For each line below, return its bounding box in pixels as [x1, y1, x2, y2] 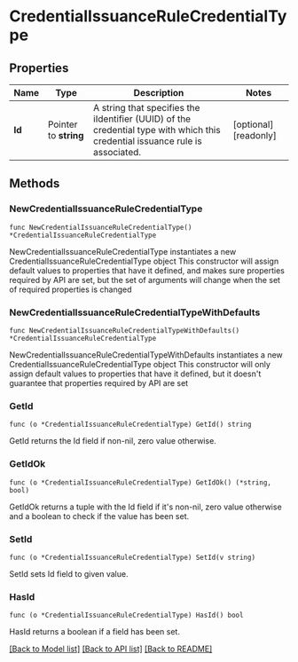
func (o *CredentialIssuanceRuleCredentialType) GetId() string [9, 420, 252, 430]
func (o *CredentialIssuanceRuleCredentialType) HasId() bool [9, 611, 244, 620]
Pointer [47, 118, 78, 130]
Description [133, 87, 184, 99]
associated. [92, 146, 142, 158]
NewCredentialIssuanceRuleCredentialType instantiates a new [9, 246, 237, 256]
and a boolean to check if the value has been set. [9, 510, 190, 521]
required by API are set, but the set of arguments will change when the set [9, 274, 281, 285]
